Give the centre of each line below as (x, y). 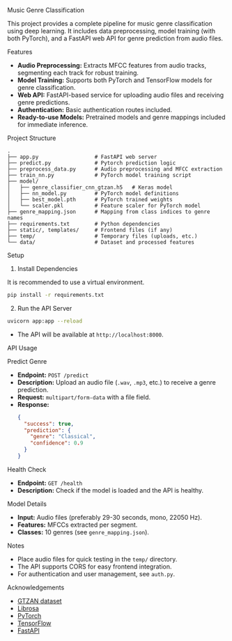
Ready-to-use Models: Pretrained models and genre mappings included (121, 117)
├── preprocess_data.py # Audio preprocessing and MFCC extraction (115, 169)
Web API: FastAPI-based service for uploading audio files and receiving (121, 95)
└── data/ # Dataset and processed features (101, 242)
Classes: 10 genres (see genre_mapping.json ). (83, 532)
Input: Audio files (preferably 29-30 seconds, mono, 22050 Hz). (109, 517)
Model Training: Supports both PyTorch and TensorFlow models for (115, 80)
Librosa (28, 608)
